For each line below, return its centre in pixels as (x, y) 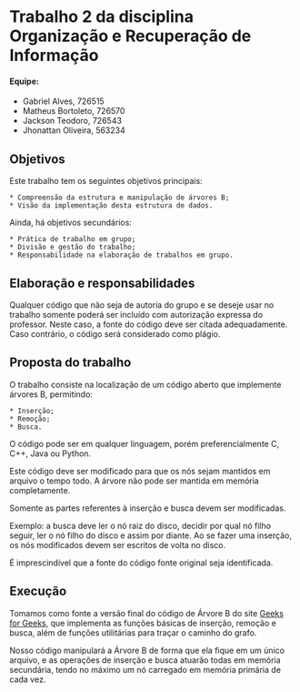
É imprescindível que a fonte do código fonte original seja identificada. (141, 563)
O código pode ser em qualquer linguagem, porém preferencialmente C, (145, 443)
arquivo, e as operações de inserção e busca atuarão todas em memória (145, 660)
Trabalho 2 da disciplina (101, 17)
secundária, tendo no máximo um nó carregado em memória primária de (145, 669)
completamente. (40, 490)
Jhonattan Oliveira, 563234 (74, 130)
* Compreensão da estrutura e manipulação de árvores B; (120, 198)
